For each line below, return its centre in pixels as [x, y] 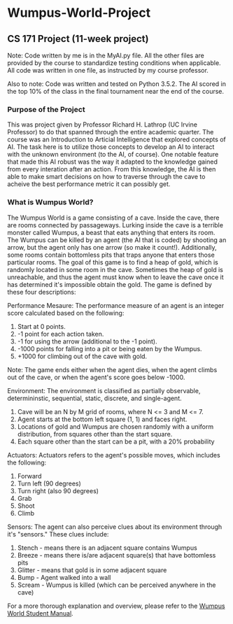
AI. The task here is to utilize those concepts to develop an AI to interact [111, 147]
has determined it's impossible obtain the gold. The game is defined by [110, 284]
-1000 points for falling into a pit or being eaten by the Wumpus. [110, 348]
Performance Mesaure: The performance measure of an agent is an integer [116, 305]
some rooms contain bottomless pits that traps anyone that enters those [111, 255]
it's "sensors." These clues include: [58, 534]
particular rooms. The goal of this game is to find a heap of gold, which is [113, 262]
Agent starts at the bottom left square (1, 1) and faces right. [102, 419]
